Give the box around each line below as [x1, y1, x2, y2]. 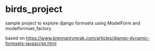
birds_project [5, 3, 63, 15]
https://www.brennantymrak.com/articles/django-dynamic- [26, 35, 150, 41]
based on [5, 35, 25, 41]
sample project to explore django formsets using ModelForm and [5, 20, 141, 26]
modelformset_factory [5, 25, 52, 31]
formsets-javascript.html [5, 40, 57, 46]
